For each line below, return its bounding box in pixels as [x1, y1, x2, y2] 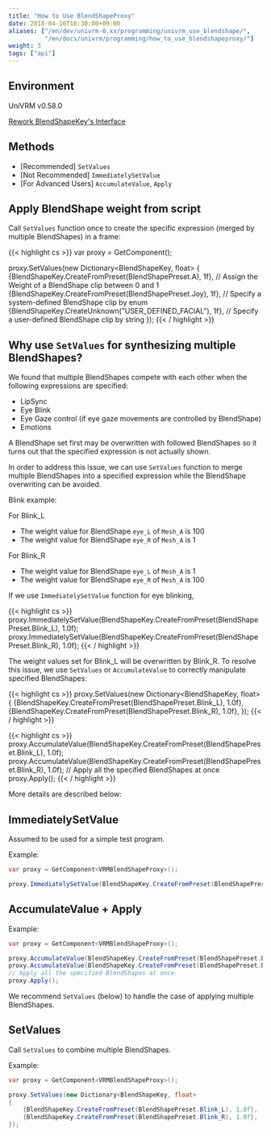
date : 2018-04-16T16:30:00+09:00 [8, 19, 121, 27]
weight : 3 [8, 42, 42, 50]
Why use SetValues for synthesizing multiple [8, 338, 236, 352]
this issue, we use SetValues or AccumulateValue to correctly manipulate [8, 665, 246, 675]
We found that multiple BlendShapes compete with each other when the [8, 373, 248, 382]
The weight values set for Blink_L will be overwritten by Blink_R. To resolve [8, 657, 256, 666]
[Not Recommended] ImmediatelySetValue [19, 170, 161, 179]
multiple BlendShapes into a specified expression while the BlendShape [8, 471, 246, 481]
